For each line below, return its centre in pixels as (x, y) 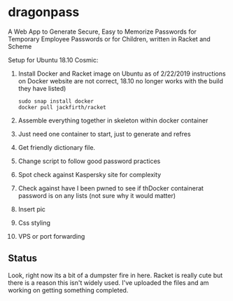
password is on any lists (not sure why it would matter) (97, 195)
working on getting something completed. (68, 290)
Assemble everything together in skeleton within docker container (113, 120)
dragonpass (44, 12)
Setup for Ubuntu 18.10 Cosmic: (53, 59)
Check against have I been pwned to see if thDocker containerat (111, 188)
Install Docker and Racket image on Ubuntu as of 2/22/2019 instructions (122, 73)
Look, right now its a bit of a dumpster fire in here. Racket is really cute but (115, 275)
